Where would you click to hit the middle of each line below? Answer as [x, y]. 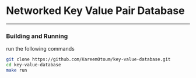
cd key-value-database [34, 65]
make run [17, 70]
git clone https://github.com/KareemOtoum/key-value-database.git [88, 59]
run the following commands [40, 49]
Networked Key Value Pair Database [95, 11]
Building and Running [37, 36]
